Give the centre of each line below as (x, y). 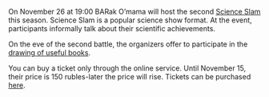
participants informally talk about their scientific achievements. (112, 28)
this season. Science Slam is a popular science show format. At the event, (130, 20)
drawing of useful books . (49, 53)
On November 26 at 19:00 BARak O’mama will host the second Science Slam (134, 12)
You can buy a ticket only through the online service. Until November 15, (127, 68)
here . (17, 85)
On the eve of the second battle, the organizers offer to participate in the (128, 44)
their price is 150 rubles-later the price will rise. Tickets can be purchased (130, 77)
